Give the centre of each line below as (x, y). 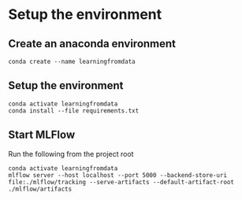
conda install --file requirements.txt (74, 111)
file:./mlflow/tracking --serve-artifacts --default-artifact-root (121, 182)
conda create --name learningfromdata (72, 61)
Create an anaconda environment (92, 44)
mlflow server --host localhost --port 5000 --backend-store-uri (117, 175)
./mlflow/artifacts (40, 189)
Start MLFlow (42, 135)
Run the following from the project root (71, 154)
